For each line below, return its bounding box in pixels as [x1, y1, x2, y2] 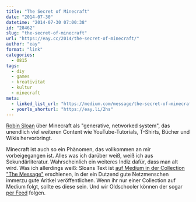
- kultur [11, 85, 33, 90]
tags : [6, 62, 19, 69]
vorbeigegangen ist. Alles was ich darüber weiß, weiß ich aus [6, 152, 153, 159]
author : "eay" [6, 41, 41, 47]
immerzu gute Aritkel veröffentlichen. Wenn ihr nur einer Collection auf [6, 177, 176, 184]
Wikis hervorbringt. [6, 135, 52, 142]
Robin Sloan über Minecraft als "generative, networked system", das [6, 122, 170, 129]
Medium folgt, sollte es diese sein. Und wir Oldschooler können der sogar [6, 183, 183, 190]
